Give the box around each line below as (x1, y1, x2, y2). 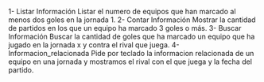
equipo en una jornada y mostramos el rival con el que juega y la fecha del (8, 57, 253, 66)
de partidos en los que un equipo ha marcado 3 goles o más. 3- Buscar (8, 24, 242, 32)
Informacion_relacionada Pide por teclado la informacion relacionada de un (8, 49, 254, 58)
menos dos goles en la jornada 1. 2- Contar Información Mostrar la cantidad (8, 15, 256, 24)
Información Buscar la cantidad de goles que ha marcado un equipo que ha (8, 32, 255, 41)
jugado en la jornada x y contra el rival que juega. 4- (8, 40, 181, 50)
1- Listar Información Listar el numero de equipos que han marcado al (8, 7, 236, 16)
